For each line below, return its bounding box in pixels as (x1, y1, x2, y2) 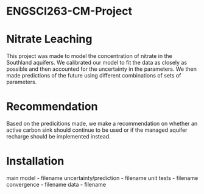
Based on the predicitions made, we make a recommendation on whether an (6, 120, 198, 128)
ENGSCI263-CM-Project (6, 4, 133, 18)
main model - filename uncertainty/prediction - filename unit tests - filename (6, 174, 199, 181)
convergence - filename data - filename (6, 181, 107, 188)
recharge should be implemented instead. (6, 133, 111, 140)
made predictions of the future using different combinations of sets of (6, 72, 181, 79)
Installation (6, 154, 65, 168)
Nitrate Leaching (6, 32, 93, 46)
